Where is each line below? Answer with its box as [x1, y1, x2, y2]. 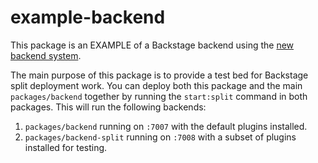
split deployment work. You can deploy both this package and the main [10, 79, 303, 91]
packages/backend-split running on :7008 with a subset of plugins [24, 131, 297, 143]
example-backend [10, 6, 166, 29]
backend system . [10, 49, 82, 61]
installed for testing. [24, 141, 108, 153]
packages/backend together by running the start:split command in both [10, 90, 308, 102]
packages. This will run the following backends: [10, 101, 207, 113]
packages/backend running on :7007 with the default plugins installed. [24, 120, 308, 132]
